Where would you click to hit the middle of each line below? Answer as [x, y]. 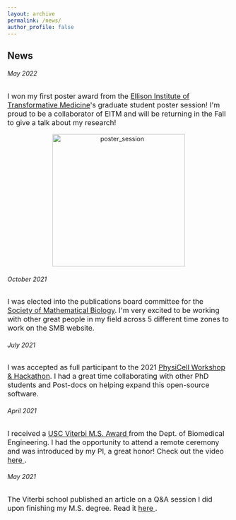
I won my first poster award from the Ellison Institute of [99, 96]
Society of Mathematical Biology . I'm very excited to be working [113, 310]
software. [23, 394]
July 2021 [22, 345]
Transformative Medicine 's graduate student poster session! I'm [114, 105]
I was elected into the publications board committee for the [105, 302]
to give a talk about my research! [62, 122]
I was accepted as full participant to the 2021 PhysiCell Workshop [117, 367]
